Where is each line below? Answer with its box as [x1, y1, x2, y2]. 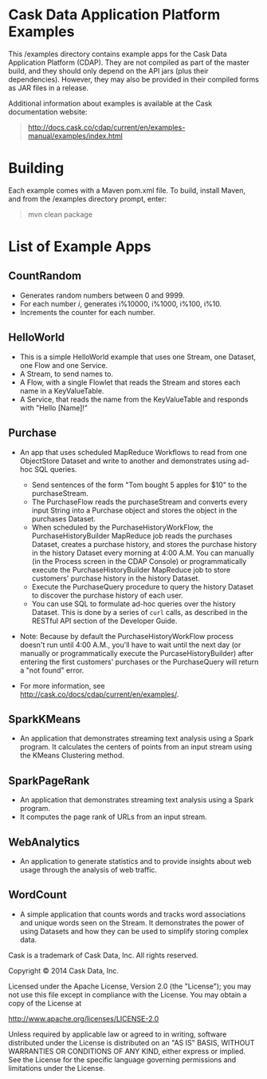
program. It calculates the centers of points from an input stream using [19, 742, 253, 752]
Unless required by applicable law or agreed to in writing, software [8, 1029, 227, 1039]
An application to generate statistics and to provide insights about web [19, 856, 252, 865]
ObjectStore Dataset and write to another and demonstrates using [19, 456, 237, 466]
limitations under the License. [8, 1063, 105, 1073]
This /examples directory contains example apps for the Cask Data [8, 49, 227, 58]
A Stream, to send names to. [19, 369, 114, 378]
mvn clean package [27, 210, 93, 219]
